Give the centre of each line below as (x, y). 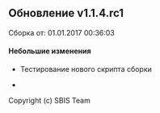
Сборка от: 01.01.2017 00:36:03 (62, 32)
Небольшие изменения (50, 51)
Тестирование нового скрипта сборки (86, 69)
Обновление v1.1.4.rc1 (66, 13)
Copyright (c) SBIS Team (49, 101)
